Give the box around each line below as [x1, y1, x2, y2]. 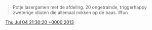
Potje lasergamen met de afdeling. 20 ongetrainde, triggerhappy [12, 4, 147, 10]
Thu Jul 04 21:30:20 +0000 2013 [5, 19, 74, 25]
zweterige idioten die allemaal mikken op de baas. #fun [12, 9, 128, 15]
